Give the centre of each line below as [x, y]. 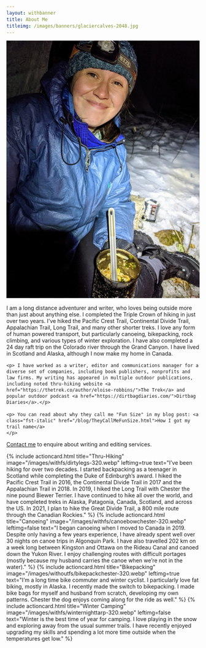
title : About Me [27, 19]
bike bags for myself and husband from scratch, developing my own [93, 593]
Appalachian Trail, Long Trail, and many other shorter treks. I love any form [101, 327]
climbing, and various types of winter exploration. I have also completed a [100, 341]
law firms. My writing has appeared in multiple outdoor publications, [100, 378]
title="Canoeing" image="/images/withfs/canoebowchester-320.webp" [97, 522]
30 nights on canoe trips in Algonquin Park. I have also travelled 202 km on [101, 541]
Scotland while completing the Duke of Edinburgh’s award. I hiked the [94, 476]
